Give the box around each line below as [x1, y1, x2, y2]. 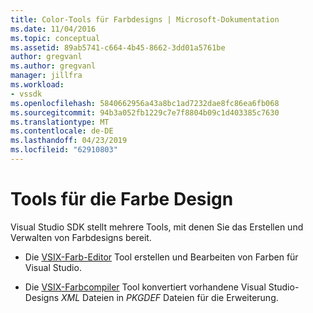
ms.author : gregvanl [10, 61, 97, 71]
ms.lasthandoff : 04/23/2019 [10, 136, 128, 146]
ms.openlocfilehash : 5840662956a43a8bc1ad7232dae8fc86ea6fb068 [10, 98, 280, 108]
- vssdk [10, 89, 43, 99]
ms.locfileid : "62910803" [10, 145, 118, 155]
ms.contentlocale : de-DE [10, 126, 114, 136]
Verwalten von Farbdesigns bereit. [10, 231, 152, 243]
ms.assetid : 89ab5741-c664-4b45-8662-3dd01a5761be [10, 42, 226, 53]
